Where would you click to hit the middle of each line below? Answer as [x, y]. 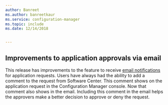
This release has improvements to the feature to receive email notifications [83, 70]
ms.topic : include [24, 24]
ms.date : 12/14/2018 [27, 29]
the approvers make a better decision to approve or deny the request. [77, 97]
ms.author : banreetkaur [30, 15]
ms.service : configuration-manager [43, 19]
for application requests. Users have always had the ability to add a [75, 75]
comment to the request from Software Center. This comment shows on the [84, 81]
